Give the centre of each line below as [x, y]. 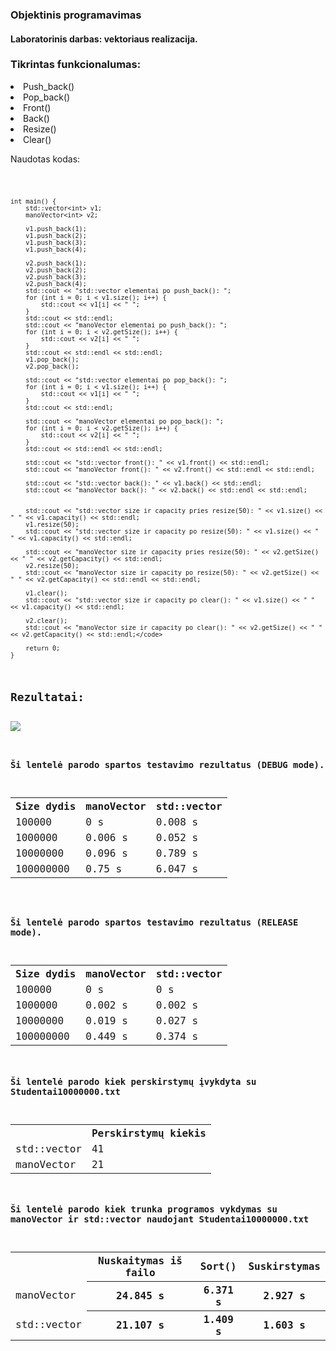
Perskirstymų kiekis [149, 1133]
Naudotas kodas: [45, 159]
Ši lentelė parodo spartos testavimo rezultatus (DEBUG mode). [167, 764]
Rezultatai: [47, 696]
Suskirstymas [284, 1266]
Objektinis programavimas [76, 15]
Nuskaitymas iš [140, 1260]
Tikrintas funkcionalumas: [76, 65]
